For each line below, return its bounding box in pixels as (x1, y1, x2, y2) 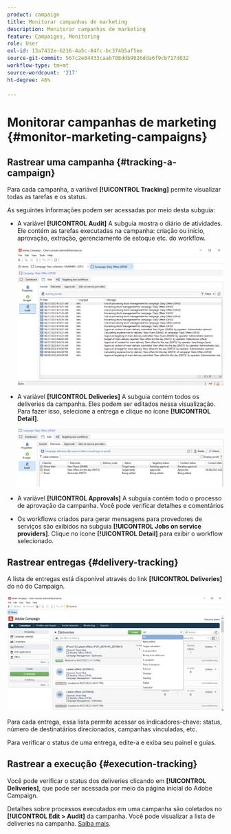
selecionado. (16, 536, 54, 545)
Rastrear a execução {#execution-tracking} (7, 758, 198, 770)
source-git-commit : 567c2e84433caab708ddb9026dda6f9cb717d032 (7, 55, 189, 62)
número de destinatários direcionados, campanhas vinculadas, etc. (7, 724, 197, 733)
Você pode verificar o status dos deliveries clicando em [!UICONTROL (7, 776, 207, 785)
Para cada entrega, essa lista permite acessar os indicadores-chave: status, (7, 718, 222, 726)
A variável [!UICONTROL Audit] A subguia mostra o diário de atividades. (16, 219, 223, 227)
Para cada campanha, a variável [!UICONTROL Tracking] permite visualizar (7, 185, 221, 194)
